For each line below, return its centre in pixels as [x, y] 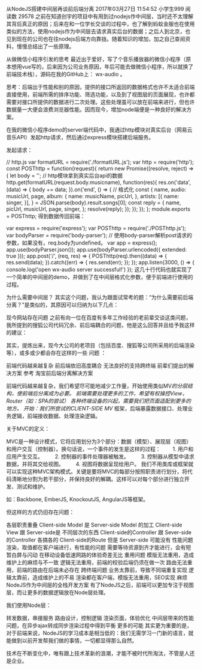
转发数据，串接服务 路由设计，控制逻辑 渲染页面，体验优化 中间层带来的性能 [100, 618]
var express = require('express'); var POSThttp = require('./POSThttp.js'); [96, 228]
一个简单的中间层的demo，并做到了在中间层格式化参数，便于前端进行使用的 [100, 277]
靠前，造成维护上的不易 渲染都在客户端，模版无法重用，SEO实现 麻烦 [102, 577]
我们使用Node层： [29, 605]
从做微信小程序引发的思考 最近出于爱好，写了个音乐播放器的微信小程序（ [96, 59]
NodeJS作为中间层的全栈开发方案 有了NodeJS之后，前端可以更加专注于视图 [100, 585]
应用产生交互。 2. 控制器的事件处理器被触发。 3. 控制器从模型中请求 [100, 456]
